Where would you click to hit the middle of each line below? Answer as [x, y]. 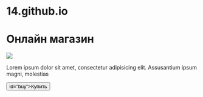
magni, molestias [28, 74]
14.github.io [37, 11]
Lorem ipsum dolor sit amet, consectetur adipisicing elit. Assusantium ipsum [102, 68]
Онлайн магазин [50, 39]
